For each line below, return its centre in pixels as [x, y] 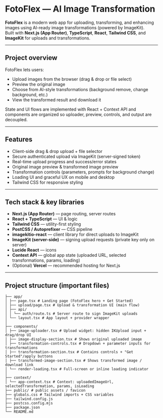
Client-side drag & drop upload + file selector [57, 151]
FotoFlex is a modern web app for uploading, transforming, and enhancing [80, 22]
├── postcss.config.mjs [29, 403]
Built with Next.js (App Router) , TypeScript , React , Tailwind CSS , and [75, 33]
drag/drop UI [18, 335]
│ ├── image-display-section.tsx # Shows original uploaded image [73, 340]
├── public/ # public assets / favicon [45, 391]
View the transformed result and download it [57, 100]
